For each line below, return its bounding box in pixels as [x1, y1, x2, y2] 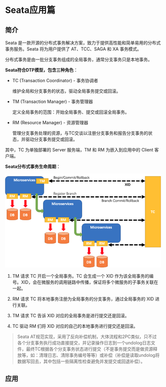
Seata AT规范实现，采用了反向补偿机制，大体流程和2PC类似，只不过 [17, 334, 157, 339]
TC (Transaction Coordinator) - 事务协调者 [12, 78, 98, 83]
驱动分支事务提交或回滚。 [25, 137, 78, 142]
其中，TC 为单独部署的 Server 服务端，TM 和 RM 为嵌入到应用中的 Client [5, 147, 154, 152]
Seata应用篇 [5, 4, 56, 16]
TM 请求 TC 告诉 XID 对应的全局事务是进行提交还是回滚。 [12, 313, 129, 319]
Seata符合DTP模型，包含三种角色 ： [5, 67, 78, 73]
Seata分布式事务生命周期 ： [5, 164, 61, 169]
